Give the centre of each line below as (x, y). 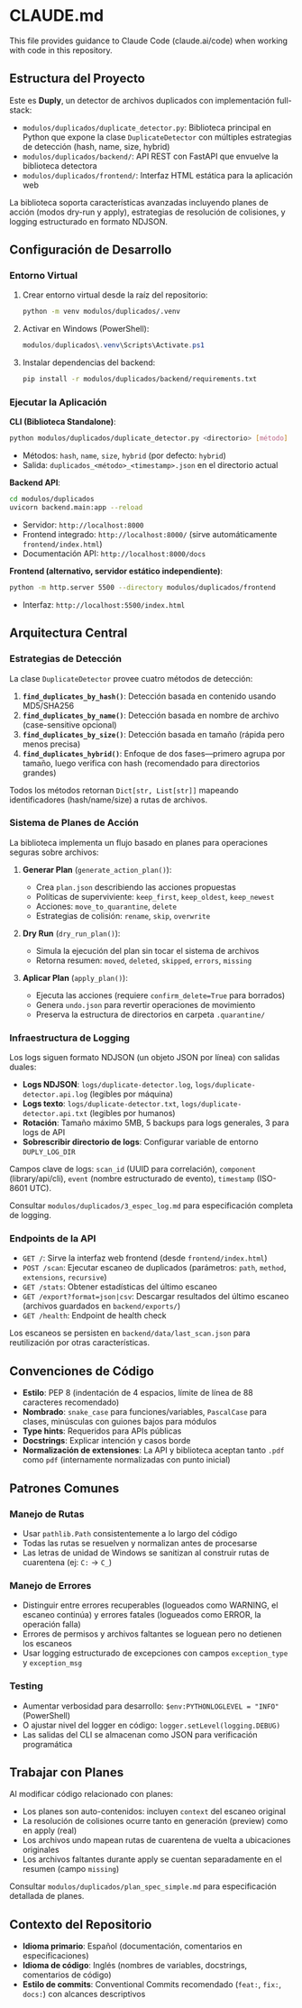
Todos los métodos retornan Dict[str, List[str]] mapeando (124, 790)
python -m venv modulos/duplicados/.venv (101, 312)
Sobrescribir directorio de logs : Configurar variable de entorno (140, 1142)
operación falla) (51, 1625)
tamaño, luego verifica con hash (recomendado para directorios (141, 763)
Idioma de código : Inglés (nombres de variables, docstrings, (135, 1966)
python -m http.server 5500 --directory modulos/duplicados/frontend (143, 587)
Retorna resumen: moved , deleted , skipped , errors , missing (144, 960)
